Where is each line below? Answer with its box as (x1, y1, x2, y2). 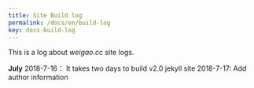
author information (8, 72, 68, 82)
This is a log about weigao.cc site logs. (8, 48, 134, 57)
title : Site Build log (8, 11, 83, 20)
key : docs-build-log (8, 26, 76, 34)
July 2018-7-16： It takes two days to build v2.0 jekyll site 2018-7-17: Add (8, 64, 247, 73)
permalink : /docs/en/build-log (8, 19, 111, 27)
